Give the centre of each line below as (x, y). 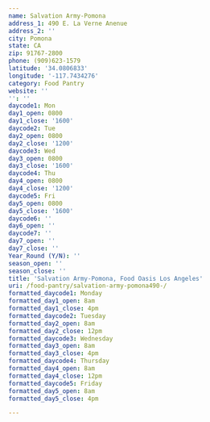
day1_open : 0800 (35, 114)
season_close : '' (37, 271)
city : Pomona (30, 38)
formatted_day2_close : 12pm (56, 331)
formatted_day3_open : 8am (51, 346)
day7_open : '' (32, 241)
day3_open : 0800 (35, 158)
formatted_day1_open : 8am (51, 301)
